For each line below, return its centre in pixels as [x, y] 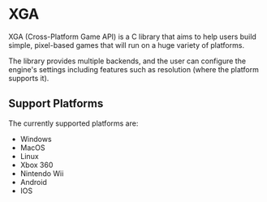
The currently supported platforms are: [73, 123]
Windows [36, 139]
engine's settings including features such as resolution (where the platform [134, 69]
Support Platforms [56, 103]
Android [33, 182]
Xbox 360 [37, 165]
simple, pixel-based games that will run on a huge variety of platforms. [127, 45]
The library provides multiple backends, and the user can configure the [127, 61]
